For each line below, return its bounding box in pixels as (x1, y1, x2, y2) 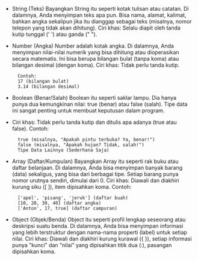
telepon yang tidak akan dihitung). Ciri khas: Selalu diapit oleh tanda (11, 24, 181, 31)
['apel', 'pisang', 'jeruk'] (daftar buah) (17, 195, 128, 201)
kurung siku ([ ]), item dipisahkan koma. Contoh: (11, 183, 132, 190)
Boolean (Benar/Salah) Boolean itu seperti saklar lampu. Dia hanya (11, 94, 176, 101)
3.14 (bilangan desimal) (17, 84, 80, 90)
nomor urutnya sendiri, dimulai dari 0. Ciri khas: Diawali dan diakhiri (11, 177, 179, 184)
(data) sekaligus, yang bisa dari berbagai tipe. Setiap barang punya (11, 171, 179, 177)
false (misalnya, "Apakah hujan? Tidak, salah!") (17, 142, 144, 148)
